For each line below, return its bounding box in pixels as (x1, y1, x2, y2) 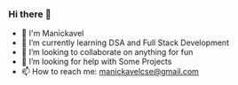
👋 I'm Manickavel (20, 28, 84, 39)
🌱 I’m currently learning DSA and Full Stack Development (20, 37, 230, 48)
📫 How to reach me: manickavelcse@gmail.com (20, 66, 199, 77)
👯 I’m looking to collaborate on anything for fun (20, 47, 194, 58)
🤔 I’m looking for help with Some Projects (20, 57, 172, 67)
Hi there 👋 (8, 8, 52, 20)
